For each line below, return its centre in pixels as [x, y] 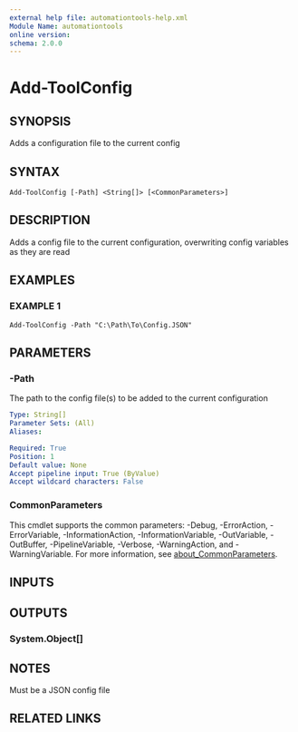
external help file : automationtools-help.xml [99, 18]
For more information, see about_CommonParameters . [177, 553]
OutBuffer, [29, 544]
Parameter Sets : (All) [52, 424]
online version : [40, 34]
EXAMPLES [42, 281]
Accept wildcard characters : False [77, 482]
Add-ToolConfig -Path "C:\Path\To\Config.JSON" [101, 325]
